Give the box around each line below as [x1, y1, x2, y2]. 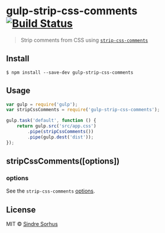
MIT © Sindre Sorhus [6, 221, 58, 228]
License [6, 204, 36, 215]
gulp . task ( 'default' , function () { [6, 118, 96, 124]
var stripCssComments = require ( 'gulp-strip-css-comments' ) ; [6, 107, 160, 113]
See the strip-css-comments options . [6, 187, 96, 194]
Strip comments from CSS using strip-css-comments [20, 36, 148, 43]
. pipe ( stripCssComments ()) [27, 129, 94, 135]
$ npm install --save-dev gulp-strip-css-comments [6, 70, 134, 75]
